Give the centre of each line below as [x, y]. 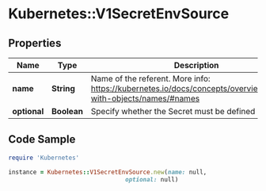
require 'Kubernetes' [44, 158]
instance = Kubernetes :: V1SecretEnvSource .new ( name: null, [108, 172]
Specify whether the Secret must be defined [173, 111]
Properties [35, 43]
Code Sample [42, 139]
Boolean [67, 111]
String [63, 88]
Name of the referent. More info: [151, 78]
